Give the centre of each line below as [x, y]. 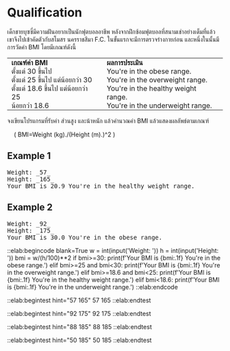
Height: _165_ [31, 179]
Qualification [45, 13]
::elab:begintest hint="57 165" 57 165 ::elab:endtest [79, 300]
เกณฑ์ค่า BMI [29, 62]
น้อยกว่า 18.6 [30, 106]
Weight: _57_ [29, 172]
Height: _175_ [31, 230]
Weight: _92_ [29, 223]
